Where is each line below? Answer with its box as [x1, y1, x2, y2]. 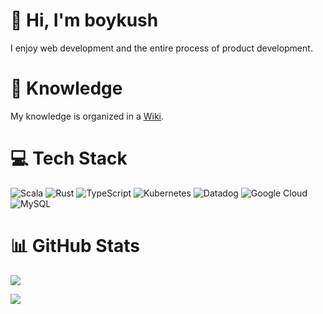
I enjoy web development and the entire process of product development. [10, 42, 313, 54]
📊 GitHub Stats [10, 235, 141, 257]
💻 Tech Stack [10, 147, 128, 170]
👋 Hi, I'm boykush [10, 9, 159, 32]
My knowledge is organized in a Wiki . [10, 110, 165, 122]
